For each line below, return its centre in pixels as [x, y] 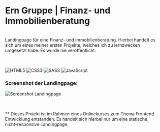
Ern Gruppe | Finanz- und [58, 11]
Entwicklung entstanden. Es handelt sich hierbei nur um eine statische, [77, 119]
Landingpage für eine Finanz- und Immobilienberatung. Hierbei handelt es [80, 40]
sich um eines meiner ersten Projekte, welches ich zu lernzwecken [73, 45]
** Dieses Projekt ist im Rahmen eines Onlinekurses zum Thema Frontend [80, 114]
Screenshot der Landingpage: [41, 83]
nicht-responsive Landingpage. [37, 124]
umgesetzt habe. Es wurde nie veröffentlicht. [50, 50]
